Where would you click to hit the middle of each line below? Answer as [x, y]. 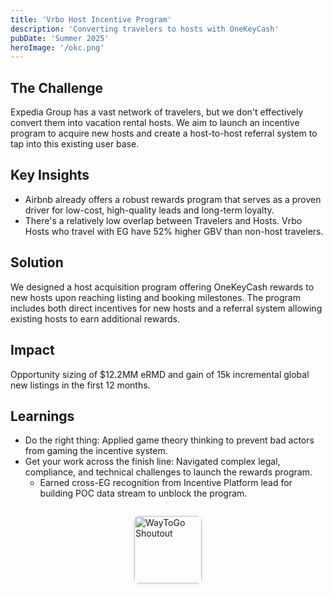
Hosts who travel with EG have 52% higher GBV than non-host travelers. [174, 231]
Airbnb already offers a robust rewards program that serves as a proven [173, 199]
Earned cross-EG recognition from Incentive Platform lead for [166, 483]
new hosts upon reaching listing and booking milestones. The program [155, 297]
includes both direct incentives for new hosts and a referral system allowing [166, 308]
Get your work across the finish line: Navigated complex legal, [152, 462]
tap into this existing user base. [75, 144]
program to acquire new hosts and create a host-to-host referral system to [164, 133]
